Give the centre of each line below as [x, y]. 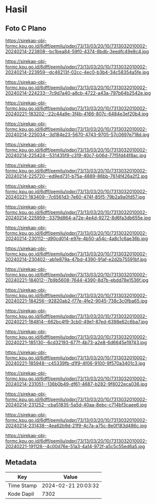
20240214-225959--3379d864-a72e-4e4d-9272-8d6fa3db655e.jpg [78, 218]
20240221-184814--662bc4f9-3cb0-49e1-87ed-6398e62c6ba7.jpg [77, 322]
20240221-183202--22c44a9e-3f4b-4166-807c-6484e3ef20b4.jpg [77, 114]
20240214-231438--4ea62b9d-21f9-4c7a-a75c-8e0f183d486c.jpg [76, 425]
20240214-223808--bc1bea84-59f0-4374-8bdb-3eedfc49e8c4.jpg [77, 51]
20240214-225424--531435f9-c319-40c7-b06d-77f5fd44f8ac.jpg [76, 155]
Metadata [21, 462]
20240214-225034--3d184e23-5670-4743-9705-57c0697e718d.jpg [77, 135]
